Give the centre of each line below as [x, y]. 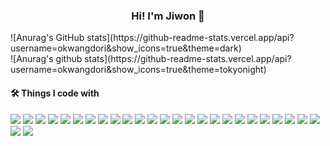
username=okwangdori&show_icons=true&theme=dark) [126, 48]
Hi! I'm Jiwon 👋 [168, 16]
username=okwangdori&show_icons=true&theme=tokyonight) [138, 70]
